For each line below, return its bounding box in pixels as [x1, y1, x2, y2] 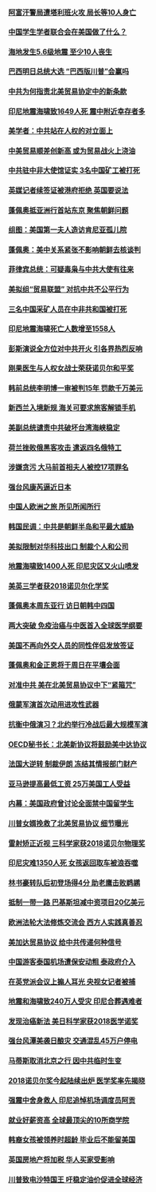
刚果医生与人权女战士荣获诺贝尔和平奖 [8, 364, 134, 373]
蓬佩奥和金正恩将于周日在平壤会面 [8, 660, 120, 670]
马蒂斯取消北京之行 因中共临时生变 [8, 1056, 122, 1066]
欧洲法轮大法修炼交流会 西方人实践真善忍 [8, 917, 143, 927]
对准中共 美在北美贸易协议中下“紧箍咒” [8, 680, 137, 689]
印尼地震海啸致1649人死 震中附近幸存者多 [8, 106, 146, 116]
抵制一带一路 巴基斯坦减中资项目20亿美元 [8, 898, 145, 907]
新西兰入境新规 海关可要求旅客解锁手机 [8, 403, 136, 413]
